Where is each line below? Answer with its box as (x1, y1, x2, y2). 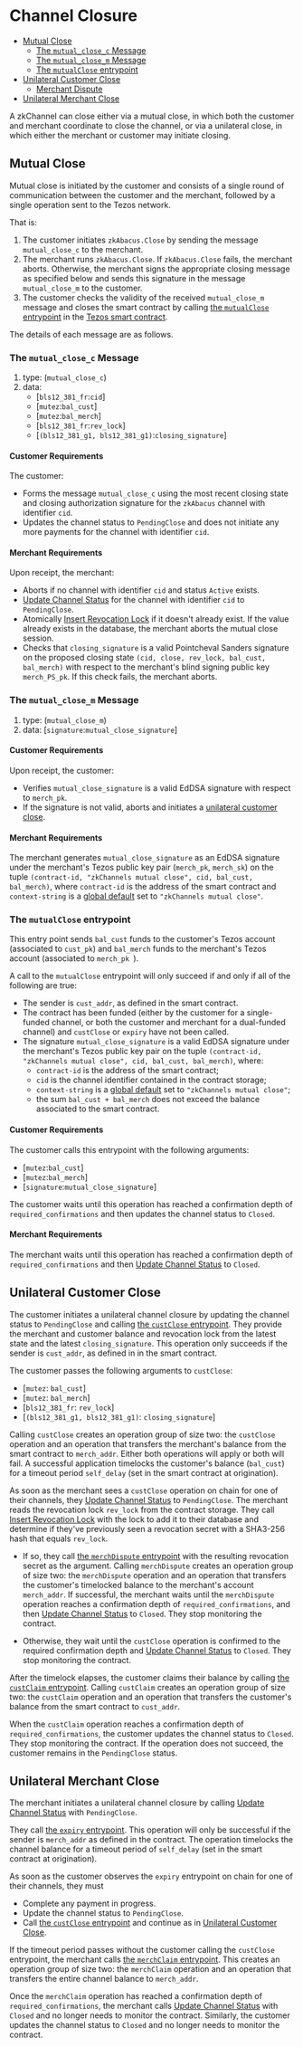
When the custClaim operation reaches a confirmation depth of (9, 1719, 244, 1729)
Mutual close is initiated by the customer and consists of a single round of (9, 180, 285, 191)
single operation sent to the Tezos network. (9, 199, 172, 210)
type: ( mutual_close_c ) (22, 372, 107, 383)
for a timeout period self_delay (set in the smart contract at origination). (9, 1467, 279, 1478)
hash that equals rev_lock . (9, 1533, 109, 1544)
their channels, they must (9, 1880, 104, 1891)
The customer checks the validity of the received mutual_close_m (22, 291, 265, 303)
